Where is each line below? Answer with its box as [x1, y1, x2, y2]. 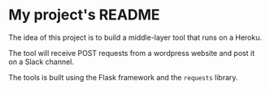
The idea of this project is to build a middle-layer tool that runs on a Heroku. [8, 32, 263, 42]
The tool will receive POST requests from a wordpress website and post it [8, 48, 255, 58]
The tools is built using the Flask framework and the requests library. [8, 72, 238, 82]
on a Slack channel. [8, 57, 75, 66]
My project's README [8, 6, 160, 24]
